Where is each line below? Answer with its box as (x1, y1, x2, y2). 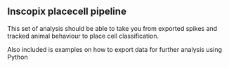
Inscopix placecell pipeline (7, 6, 126, 18)
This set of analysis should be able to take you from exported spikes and (7, 24, 218, 32)
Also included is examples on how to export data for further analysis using (7, 45, 223, 53)
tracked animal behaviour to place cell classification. (7, 32, 159, 40)
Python (7, 53, 28, 61)
